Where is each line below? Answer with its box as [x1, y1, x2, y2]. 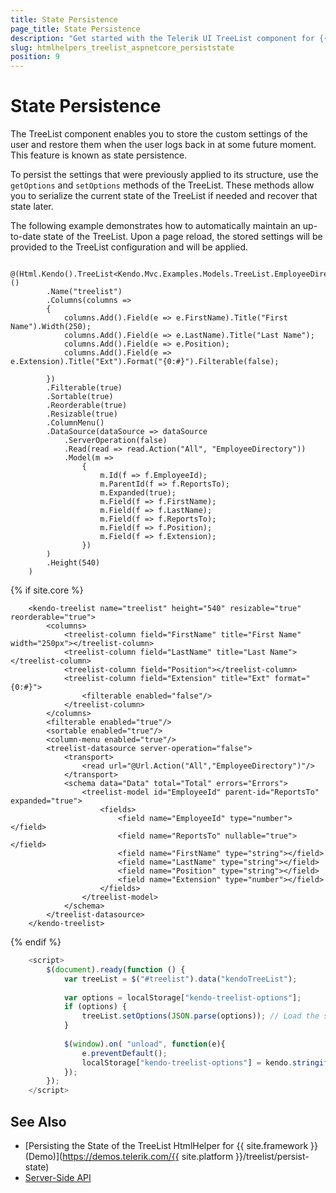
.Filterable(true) [46, 383, 123, 393]
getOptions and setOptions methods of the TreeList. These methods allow [10, 179, 315, 191]
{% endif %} [10, 936, 62, 948]
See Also [10, 1113, 67, 1130]
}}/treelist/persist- [235, 1151, 310, 1162]
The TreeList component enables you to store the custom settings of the [10, 128, 308, 140]
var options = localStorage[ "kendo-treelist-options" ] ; [63, 992, 302, 1003]
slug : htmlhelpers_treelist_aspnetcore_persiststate [10, 42, 235, 53]
